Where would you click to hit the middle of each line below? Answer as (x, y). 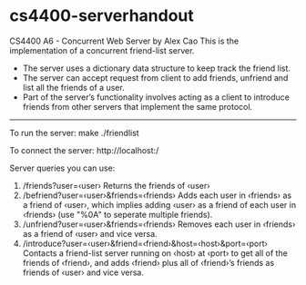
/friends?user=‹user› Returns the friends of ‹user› (117, 185)
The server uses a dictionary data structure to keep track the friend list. (157, 68)
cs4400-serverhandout (102, 16)
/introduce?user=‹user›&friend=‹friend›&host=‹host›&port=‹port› (145, 243)
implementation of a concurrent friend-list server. (102, 50)
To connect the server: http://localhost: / (84, 150)
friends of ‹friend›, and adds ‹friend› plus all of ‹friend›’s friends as (148, 262)
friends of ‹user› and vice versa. (83, 272)
